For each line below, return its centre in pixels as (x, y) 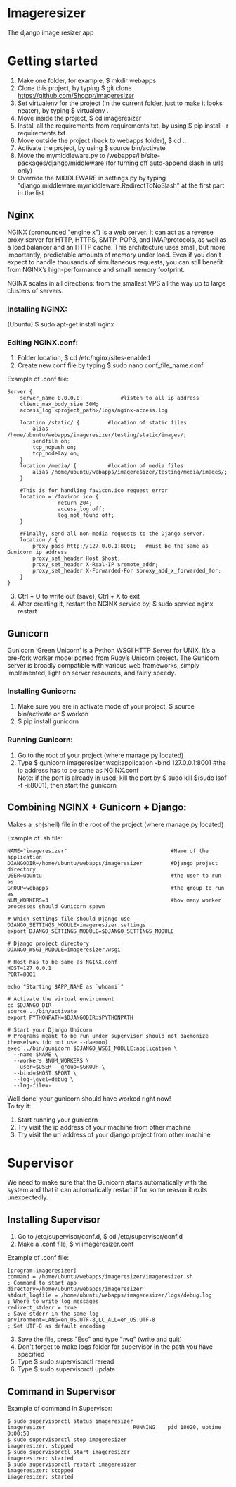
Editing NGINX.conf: (43, 342)
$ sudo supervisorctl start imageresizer (69, 1452)
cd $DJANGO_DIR (29, 1005)
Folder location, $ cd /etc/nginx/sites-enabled (84, 358)
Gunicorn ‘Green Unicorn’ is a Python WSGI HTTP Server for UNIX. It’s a (111, 651)
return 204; (75, 503)
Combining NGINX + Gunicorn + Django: (97, 808)
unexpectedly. (28, 1197)
